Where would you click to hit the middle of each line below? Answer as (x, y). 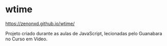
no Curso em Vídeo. (26, 39)
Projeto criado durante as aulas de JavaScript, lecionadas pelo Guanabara (84, 33)
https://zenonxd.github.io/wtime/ (40, 24)
